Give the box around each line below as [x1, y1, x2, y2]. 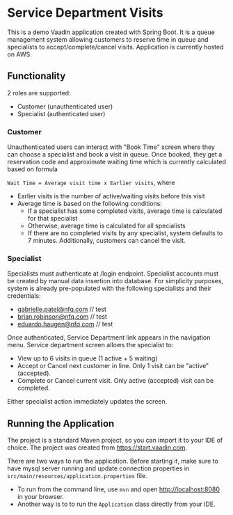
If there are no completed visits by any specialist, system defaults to [27, 229, 223, 237]
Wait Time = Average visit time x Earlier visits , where [7, 179, 175, 187]
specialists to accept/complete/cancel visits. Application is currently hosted [7, 42, 224, 51]
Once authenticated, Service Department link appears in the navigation [7, 333, 211, 342]
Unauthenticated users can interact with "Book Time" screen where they [7, 143, 216, 151]
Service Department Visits [7, 5, 163, 21]
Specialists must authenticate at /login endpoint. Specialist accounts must [7, 269, 219, 278]
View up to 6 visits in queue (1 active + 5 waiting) [17, 354, 158, 363]
